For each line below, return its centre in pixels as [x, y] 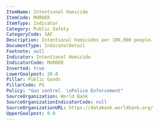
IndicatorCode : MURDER [35, 62]
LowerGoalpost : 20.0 [32, 74]
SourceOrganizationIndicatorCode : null [57, 102]
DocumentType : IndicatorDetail [46, 46]
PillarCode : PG [25, 85]
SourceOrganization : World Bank [47, 96]
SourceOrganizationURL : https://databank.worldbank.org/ [80, 108]
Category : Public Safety [38, 29]
